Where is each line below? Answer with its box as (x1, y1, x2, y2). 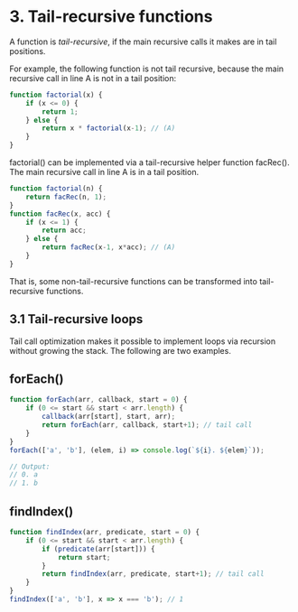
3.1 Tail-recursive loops (9, 311, 144, 327)
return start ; (57, 552, 111, 561)
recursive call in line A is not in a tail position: (9, 72, 177, 83)
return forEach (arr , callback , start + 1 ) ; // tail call (42, 421, 253, 430)
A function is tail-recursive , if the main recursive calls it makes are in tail (9, 36, 277, 47)
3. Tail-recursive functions (9, 6, 213, 27)
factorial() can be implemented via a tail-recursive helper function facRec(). (9, 157, 291, 168)
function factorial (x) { (9, 90, 103, 99)
